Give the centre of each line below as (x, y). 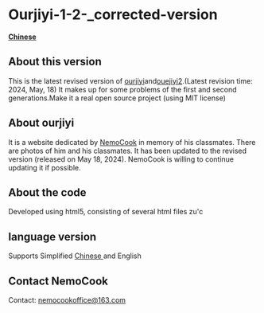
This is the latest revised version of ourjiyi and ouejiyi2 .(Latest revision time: (130, 80)
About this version (55, 62)
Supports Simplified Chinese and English (75, 256)
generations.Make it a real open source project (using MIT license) (117, 98)
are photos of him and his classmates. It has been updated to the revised (128, 151)
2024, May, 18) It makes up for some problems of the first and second (122, 89)
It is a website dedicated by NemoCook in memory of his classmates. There (132, 142)
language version (52, 237)
